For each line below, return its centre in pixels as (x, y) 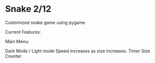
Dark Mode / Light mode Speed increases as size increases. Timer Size (78, 51)
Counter (14, 56)
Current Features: (23, 32)
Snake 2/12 (28, 9)
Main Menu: (17, 41)
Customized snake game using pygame (45, 22)
